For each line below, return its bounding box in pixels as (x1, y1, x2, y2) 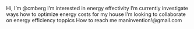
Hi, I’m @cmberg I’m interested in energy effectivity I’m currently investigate (6, 5, 188, 11)
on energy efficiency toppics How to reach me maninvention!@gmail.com (6, 17, 182, 23)
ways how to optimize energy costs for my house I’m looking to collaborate (6, 11, 186, 18)
